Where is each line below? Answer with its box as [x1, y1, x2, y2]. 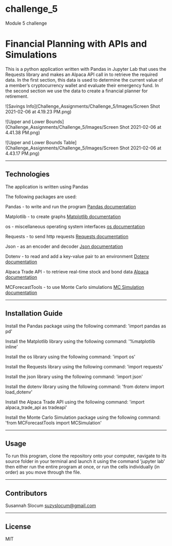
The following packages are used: [5, 193, 77, 200]
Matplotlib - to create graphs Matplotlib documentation [5, 213, 121, 220]
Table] [63, 139, 77, 145]
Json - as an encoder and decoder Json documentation [5, 243, 123, 249]
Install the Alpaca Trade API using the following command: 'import [5, 399, 145, 405]
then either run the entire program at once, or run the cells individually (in [5, 464, 160, 470]
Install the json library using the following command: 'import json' [5, 373, 143, 380]
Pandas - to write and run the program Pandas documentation [5, 203, 136, 209]
